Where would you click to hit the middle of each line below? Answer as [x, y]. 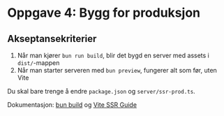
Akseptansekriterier [52, 39]
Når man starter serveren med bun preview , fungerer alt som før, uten [117, 70]
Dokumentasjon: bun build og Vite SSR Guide [72, 105]
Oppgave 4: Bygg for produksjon [104, 13]
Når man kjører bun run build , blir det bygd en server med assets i [113, 55]
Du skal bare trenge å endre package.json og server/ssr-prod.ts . [101, 91]
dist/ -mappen [38, 63]
